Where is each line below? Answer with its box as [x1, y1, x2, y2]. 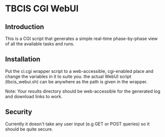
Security [5, 108, 32, 116]
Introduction [5, 23, 44, 31]
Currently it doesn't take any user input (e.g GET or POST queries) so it [5, 121, 150, 127]
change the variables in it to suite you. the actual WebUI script [5, 73, 132, 79]
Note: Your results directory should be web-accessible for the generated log [5, 88, 161, 94]
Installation [5, 55, 41, 64]
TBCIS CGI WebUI [5, 3, 79, 14]
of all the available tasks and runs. [5, 41, 75, 47]
